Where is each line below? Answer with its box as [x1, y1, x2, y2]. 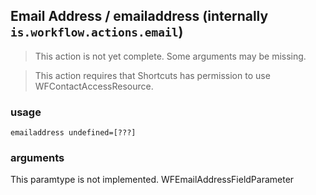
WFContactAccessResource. [34, 80, 154, 92]
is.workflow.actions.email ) [10, 24, 184, 41]
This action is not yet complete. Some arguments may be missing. [34, 50, 307, 62]
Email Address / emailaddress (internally [10, 8, 269, 25]
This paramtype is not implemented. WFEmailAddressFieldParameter [10, 174, 295, 186]
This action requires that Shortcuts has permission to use [34, 69, 271, 81]
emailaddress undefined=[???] [10, 128, 137, 138]
